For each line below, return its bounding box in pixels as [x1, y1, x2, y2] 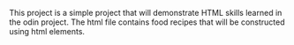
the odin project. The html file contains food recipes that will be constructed [9, 17, 285, 27]
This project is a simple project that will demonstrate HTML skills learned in [9, 8, 283, 18]
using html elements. [9, 26, 86, 36]
